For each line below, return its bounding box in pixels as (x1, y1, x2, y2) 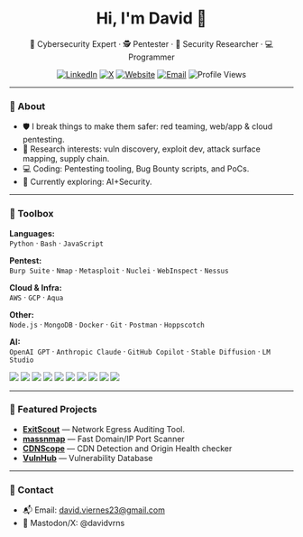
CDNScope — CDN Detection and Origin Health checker (22, 442, 233, 454)
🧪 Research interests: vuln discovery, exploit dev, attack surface (22, 144, 262, 154)
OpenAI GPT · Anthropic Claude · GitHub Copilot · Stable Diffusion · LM (9, 346, 271, 356)
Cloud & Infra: (9, 282, 62, 292)
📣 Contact (9, 483, 54, 495)
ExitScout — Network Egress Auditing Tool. (22, 423, 186, 434)
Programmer (127, 51, 176, 62)
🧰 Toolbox (9, 208, 54, 220)
